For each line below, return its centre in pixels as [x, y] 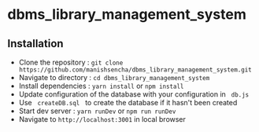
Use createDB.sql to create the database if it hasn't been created [128, 103]
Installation [35, 44]
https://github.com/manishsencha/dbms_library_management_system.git [135, 70]
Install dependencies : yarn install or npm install [101, 86]
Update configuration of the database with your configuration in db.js [134, 94]
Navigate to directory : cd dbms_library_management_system [114, 77]
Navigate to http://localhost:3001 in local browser [102, 119]
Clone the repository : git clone [71, 62]
